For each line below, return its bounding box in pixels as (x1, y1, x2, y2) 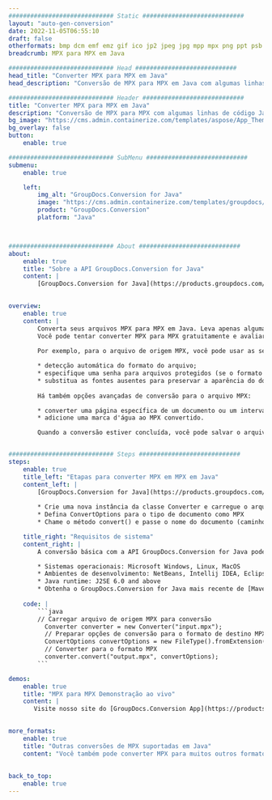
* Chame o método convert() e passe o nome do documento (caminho (37, 518, 266, 526)
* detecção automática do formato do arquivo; (37, 362, 198, 370)
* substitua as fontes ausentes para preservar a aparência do (37, 377, 255, 385)
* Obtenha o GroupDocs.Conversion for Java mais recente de (37, 585, 244, 594)
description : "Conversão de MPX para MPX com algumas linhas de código (8, 109, 255, 117)
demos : (8, 674, 31, 683)
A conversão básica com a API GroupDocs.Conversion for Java (37, 547, 249, 555)
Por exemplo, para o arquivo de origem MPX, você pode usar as (37, 347, 255, 355)
